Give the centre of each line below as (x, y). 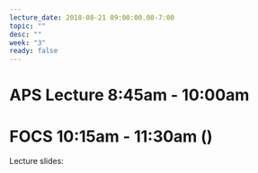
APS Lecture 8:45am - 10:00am (129, 95)
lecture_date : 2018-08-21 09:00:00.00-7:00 (92, 17)
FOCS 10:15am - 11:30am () (111, 136)
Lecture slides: (37, 161)
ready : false (34, 51)
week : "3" (28, 43)
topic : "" (28, 26)
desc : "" (26, 34)
